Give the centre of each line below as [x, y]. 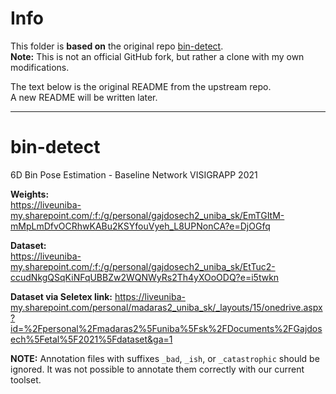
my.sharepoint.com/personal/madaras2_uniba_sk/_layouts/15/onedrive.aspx [166, 307]
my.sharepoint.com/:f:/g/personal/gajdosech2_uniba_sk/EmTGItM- [147, 215]
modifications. [40, 67]
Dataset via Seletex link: [61, 296]
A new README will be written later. [84, 97]
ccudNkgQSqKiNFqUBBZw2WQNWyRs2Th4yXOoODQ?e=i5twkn [145, 277]
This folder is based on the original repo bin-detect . [117, 46]
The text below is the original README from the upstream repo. [141, 86]
